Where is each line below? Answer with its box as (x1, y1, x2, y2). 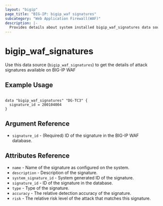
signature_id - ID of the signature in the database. (12, 180, 113, 186)
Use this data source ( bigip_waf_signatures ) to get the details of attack (5, 62, 148, 68)
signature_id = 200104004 (9, 102, 62, 107)
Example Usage (5, 81, 53, 89)
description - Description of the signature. (12, 170, 98, 176)
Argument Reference (5, 119, 70, 128)
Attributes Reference (5, 152, 70, 160)
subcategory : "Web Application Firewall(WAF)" (5, 16, 101, 21)
